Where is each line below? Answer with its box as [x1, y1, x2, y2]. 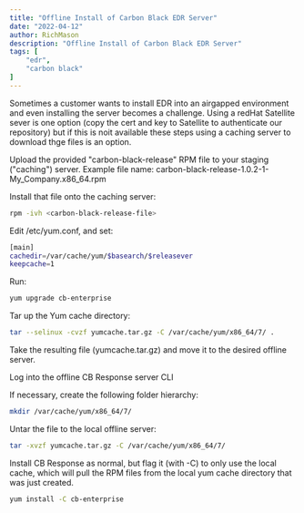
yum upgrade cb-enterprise [9, 293, 112, 303]
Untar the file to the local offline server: [9, 423, 157, 434]
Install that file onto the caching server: [9, 190, 157, 201]
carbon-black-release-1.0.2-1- [156, 163, 269, 174]
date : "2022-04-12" [9, 22, 84, 31]
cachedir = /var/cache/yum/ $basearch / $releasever [9, 251, 194, 261]
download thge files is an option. [9, 136, 132, 147]
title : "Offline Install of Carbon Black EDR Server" [9, 13, 218, 23]
